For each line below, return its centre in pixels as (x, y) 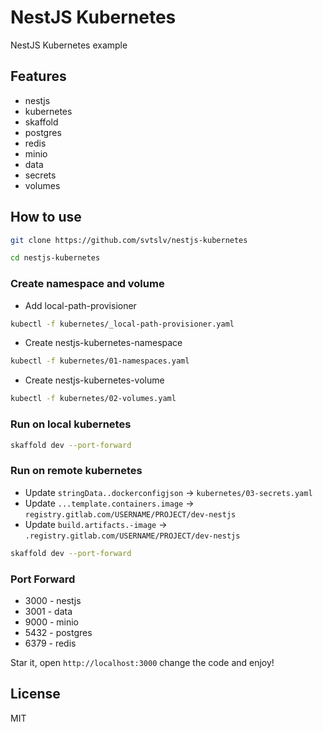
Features (38, 76)
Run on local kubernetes (71, 424)
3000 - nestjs (53, 600)
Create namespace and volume (87, 284)
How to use (46, 217)
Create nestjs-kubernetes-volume (94, 380)
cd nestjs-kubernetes (55, 258)
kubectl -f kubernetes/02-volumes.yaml (93, 399)
